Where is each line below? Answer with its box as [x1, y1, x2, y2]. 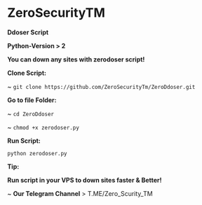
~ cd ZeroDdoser [7, 109, 55, 118]
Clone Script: [7, 69, 47, 77]
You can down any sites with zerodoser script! [7, 55, 145, 64]
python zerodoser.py [7, 150, 68, 157]
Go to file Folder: [7, 96, 57, 104]
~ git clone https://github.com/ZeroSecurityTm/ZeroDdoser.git [7, 82, 196, 90]
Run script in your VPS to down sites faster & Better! [7, 176, 163, 184]
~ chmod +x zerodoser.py [7, 122, 79, 131]
